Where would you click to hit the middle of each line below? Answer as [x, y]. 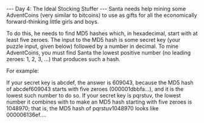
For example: [23, 71]
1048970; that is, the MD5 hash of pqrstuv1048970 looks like [83, 108]
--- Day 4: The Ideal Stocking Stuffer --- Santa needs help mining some [96, 9]
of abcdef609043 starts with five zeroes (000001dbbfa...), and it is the [95, 89]
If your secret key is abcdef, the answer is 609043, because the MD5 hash [100, 82]
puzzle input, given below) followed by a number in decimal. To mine [92, 46]
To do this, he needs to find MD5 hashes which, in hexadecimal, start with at [102, 33]
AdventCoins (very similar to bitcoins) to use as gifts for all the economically [102, 15]
